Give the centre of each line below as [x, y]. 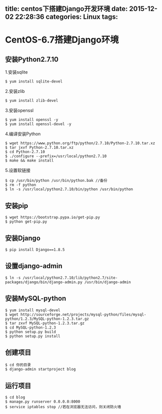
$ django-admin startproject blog [41, 370]
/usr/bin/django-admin [108, 282]
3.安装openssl [19, 111]
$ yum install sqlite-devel [34, 82]
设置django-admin [34, 266]
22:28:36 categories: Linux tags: [66, 17]
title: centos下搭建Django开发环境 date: [66, 9]
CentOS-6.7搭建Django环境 [62, 40]
